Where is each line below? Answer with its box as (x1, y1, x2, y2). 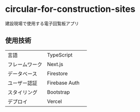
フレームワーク (7, 61, 43, 68)
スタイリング (7, 89, 38, 96)
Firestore (47, 70, 68, 77)
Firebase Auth (47, 79, 80, 86)
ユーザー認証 (7, 79, 38, 86)
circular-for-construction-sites (5, 3, 136, 15)
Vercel (47, 98, 62, 105)
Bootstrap (47, 88, 70, 95)
